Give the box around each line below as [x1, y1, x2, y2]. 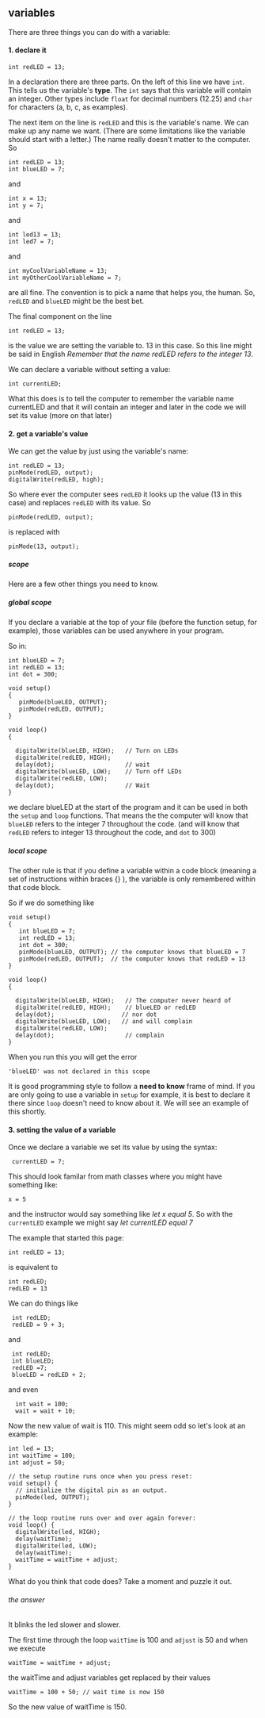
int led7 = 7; [8, 238, 55, 246]
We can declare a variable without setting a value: [8, 365, 171, 374]
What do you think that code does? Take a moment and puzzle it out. [8, 1577, 233, 1586]
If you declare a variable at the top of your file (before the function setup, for [8, 618, 257, 627]
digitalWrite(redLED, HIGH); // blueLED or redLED [15, 1003, 196, 1012]
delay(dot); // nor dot [15, 1010, 157, 1018]
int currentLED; [8, 380, 62, 388]
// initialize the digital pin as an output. [15, 1486, 168, 1494]
